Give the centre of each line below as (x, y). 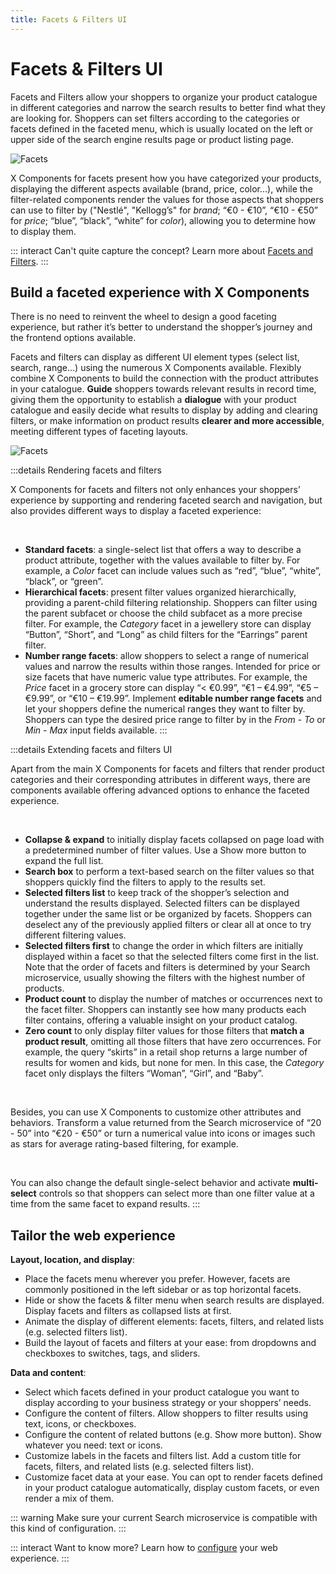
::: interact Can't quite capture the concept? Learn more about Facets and (162, 250)
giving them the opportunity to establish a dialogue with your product (153, 400)
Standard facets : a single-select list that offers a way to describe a (163, 550)
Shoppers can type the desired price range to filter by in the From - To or (175, 720)
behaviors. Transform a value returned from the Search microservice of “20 (166, 1123)
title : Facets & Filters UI (69, 19)
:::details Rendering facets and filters (86, 470)
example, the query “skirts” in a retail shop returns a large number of (166, 1052)
